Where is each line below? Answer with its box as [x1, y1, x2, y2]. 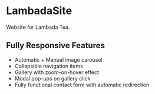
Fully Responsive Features [6, 41, 105, 51]
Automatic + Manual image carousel [14, 56, 103, 63]
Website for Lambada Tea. [6, 23, 70, 31]
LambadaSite [6, 4, 72, 18]
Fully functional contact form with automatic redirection [14, 81, 150, 88]
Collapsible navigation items [14, 62, 84, 69]
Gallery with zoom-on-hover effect [14, 69, 99, 76]
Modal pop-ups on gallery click [14, 75, 91, 82]
